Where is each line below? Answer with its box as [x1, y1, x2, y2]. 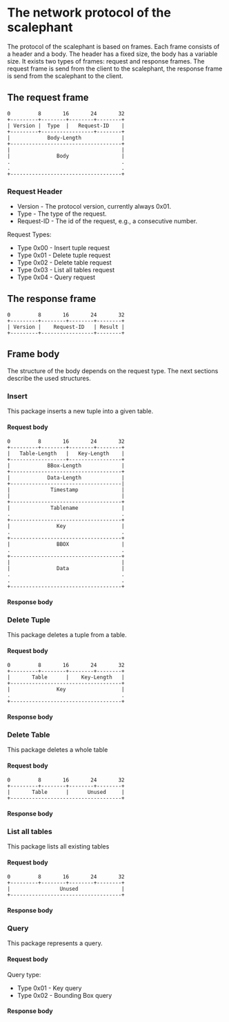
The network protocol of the [7, 5, 171, 21]
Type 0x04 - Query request [17, 273, 95, 281]
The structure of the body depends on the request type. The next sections [7, 366, 219, 375]
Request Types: [7, 230, 52, 239]
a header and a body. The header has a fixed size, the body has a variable [7, 50, 218, 58]
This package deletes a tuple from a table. [7, 631, 128, 639]
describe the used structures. [7, 374, 91, 382]
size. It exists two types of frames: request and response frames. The [7, 57, 205, 65]
